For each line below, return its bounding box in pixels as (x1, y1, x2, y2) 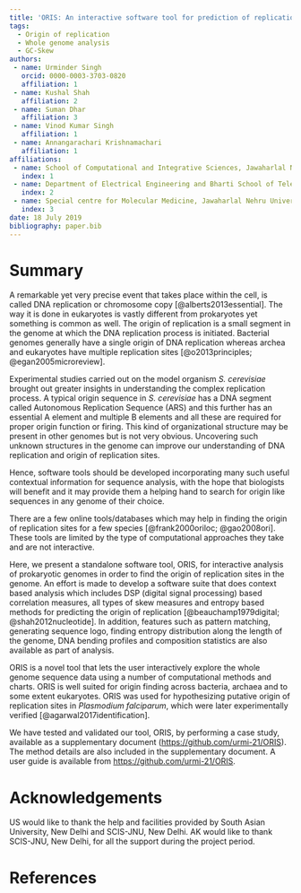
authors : (9, 55, 42, 64)
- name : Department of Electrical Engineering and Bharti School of (13, 180, 275, 189)
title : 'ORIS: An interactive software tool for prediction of (9, 13, 251, 22)
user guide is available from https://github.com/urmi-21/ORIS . (9, 756, 236, 767)
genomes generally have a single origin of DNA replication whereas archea (9, 337, 286, 348)
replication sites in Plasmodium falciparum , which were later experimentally (9, 700, 288, 711)
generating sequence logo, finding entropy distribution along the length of (9, 626, 283, 637)
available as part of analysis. (9, 645, 115, 655)
